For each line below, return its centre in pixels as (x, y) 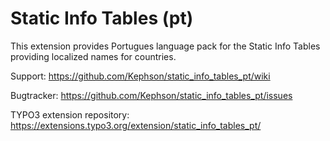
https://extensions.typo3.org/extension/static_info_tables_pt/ (136, 125)
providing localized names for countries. (93, 56)
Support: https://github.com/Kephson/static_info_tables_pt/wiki (140, 76)
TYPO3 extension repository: (70, 114)
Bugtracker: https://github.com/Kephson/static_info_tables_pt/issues (151, 95)
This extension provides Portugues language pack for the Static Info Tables (165, 46)
